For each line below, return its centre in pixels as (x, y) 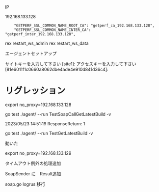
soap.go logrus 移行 (25, 184)
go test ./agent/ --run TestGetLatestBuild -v (49, 133)
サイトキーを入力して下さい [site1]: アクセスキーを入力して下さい (71, 64)
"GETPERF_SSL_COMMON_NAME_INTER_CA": (53, 30)
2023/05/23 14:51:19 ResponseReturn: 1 (45, 123)
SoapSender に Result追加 (33, 173)
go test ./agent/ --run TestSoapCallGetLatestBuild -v (58, 114)
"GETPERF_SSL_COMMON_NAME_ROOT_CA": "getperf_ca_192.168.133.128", (84, 26)
